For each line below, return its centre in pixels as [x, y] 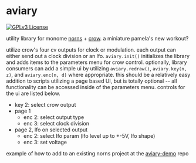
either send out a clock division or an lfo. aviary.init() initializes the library [98, 56]
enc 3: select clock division [56, 123]
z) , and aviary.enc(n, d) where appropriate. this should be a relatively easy [98, 74]
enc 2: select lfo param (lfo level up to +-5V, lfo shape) [89, 135]
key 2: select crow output [45, 104]
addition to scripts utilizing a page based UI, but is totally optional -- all [92, 81]
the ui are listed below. [33, 93]
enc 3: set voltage [45, 142]
